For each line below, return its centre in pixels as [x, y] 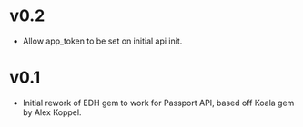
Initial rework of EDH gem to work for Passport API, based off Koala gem [158, 103]
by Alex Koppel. [52, 112]
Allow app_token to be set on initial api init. [102, 41]
